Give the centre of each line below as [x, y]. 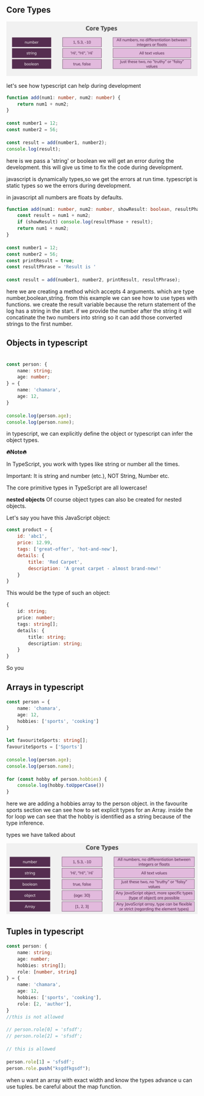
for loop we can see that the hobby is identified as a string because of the [99, 817]
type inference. [25, 823]
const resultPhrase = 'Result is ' [51, 267]
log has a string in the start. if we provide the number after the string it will [99, 311]
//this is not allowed [35, 1017]
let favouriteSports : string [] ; [47, 741]
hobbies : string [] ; [42, 966]
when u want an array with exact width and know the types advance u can [99, 1080]
